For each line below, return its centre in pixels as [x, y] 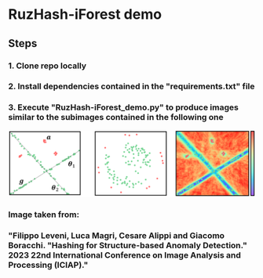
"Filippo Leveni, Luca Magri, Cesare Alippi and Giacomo [117, 235]
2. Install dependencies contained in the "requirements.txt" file [131, 86]
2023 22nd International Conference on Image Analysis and [125, 255]
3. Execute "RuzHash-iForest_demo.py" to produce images [124, 107]
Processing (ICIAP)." [48, 265]
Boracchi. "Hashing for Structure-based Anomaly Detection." [128, 245]
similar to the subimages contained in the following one [116, 117]
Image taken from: [44, 215]
